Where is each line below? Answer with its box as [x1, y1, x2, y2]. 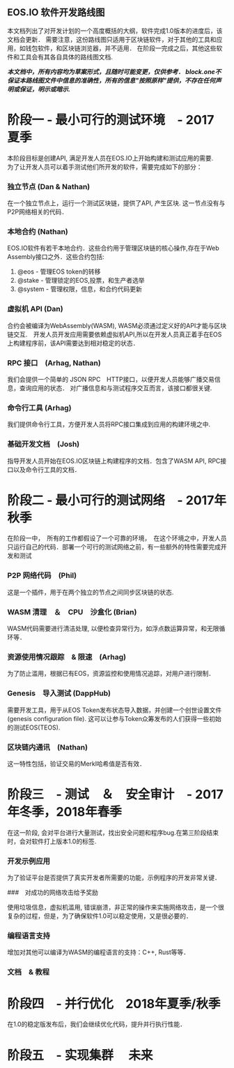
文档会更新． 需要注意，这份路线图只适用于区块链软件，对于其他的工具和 [7, 35, 217, 43]
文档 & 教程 [7, 967, 50, 977]
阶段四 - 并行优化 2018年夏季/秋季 [7, 995, 221, 1011]
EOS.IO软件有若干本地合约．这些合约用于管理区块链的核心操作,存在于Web [7, 244, 219, 253]
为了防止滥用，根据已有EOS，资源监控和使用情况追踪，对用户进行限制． [7, 669, 215, 678]
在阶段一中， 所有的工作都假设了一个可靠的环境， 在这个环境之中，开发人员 [7, 534, 227, 542]
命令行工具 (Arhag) [7, 403, 72, 413]
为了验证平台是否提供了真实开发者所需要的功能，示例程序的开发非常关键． [7, 873, 221, 882]
